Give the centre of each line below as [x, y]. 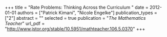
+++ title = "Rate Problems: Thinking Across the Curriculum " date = [77, 7]
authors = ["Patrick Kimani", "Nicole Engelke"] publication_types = [87, 13]
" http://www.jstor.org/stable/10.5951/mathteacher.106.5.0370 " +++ [75, 29]
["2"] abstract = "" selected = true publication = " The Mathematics [75, 18]
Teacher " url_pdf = [25, 23]
